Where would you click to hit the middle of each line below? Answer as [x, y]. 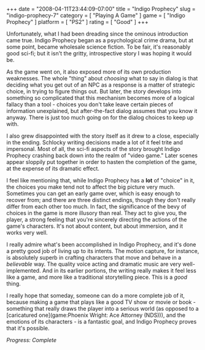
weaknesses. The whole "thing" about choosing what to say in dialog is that [102, 78]
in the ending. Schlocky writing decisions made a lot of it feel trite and [95, 142]
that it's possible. [28, 328]
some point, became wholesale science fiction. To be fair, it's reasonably [99, 47]
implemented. [24, 270]
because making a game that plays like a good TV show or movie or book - [101, 302]
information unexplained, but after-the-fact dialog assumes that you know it [102, 111]
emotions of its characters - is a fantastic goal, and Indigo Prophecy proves [102, 321]
